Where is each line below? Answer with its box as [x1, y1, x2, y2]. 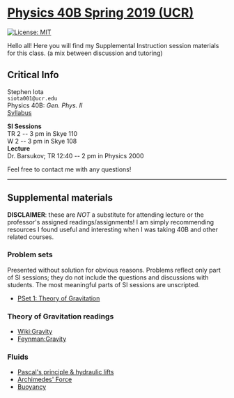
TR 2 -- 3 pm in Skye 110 [7, 129, 78, 137]
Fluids [7, 352, 29, 362]
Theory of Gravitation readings [7, 312, 114, 321]
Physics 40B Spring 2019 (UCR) [7, 5, 194, 21]
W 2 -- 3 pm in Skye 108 [7, 137, 77, 145]
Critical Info [7, 69, 59, 81]
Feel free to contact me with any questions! [7, 165, 132, 174]
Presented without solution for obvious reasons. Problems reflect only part [7, 266, 221, 274]
